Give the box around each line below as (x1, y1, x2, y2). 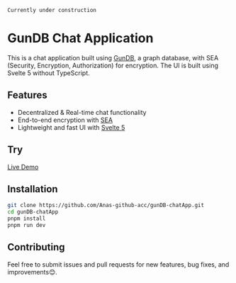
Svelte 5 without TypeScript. (7, 68, 90, 77)
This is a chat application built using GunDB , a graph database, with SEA (7, 53, 219, 62)
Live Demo (7, 162, 39, 171)
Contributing (7, 241, 65, 253)
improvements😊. (7, 267, 58, 276)
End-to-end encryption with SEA (17, 116, 113, 124)
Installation (7, 183, 58, 195)
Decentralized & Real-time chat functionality (17, 108, 147, 116)
